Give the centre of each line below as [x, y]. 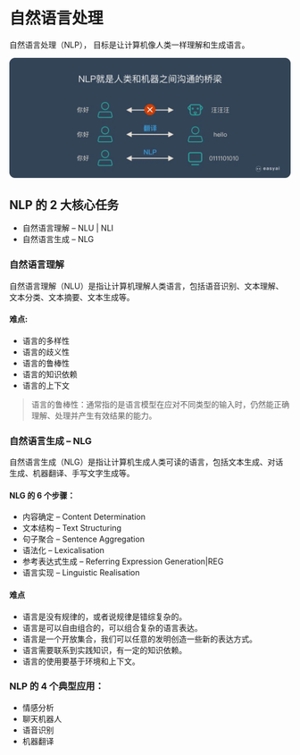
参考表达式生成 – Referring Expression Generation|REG [123, 562]
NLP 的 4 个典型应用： [57, 686]
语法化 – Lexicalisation [63, 550]
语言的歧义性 [46, 352]
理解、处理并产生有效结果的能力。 [94, 415]
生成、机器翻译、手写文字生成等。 [72, 474]
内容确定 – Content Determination [83, 517]
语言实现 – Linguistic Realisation [81, 573]
